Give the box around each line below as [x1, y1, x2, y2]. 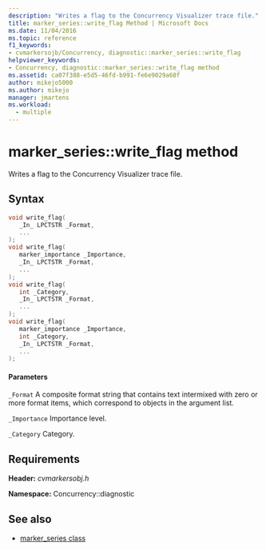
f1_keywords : [8, 42, 52, 50]
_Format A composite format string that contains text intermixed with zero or [8, 389, 258, 400]
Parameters [8, 372, 48, 381]
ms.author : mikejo [8, 86, 69, 94]
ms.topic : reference [8, 34, 77, 42]
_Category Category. [8, 429, 75, 439]
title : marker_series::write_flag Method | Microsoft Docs [8, 19, 209, 27]
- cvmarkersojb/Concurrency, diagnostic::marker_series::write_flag [8, 49, 241, 57]
